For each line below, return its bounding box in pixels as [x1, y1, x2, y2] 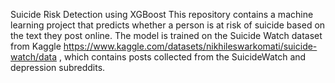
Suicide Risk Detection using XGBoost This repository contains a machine [10, 9, 314, 20]
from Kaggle [10, 40, 62, 52]
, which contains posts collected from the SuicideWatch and [58, 51, 307, 63]
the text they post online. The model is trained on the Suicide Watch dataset [10, 30, 323, 41]
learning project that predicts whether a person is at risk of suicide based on [10, 19, 326, 31]
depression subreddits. [10, 62, 106, 73]
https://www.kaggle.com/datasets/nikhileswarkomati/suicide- [63, 40, 318, 52]
